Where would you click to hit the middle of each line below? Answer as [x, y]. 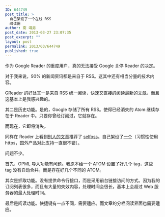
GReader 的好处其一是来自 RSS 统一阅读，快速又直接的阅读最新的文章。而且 [82, 93]
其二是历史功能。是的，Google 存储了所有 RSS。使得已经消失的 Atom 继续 [80, 109]
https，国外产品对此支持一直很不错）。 [44, 143]
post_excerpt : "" [23, 37]
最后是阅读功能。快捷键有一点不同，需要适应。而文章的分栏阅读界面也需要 [80, 203]
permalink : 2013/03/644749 [33, 46]
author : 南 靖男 [21, 28]
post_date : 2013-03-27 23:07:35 [38, 33]
